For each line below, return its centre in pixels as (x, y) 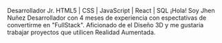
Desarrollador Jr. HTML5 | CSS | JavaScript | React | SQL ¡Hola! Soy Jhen (111, 11)
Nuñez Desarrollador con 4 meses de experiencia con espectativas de (107, 18)
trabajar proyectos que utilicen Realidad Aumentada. (81, 32)
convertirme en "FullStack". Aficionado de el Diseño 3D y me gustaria (106, 25)
